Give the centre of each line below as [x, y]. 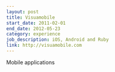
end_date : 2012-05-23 [33, 28]
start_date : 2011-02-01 [36, 23]
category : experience [33, 34]
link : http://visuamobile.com [44, 46]
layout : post [23, 12]
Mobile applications [31, 62]
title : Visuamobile [31, 17]
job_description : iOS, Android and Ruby [58, 40]
